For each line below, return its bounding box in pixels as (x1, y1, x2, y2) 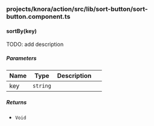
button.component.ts (6, 12, 71, 20)
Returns (6, 98, 27, 106)
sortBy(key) (6, 27, 37, 34)
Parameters (6, 54, 37, 61)
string (32, 83, 51, 89)
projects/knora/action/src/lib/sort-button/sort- (6, 5, 148, 13)
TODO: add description (6, 41, 64, 48)
